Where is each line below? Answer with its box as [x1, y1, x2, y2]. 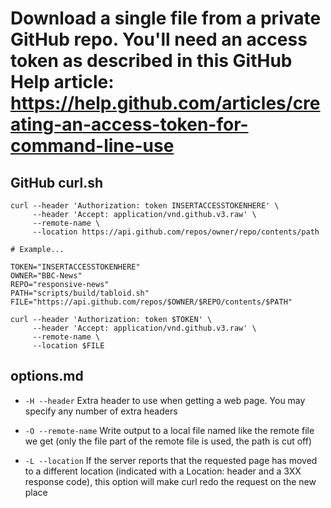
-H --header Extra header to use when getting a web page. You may [24, 394, 306, 406]
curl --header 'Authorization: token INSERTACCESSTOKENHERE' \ [10, 201, 280, 211]
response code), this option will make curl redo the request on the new [24, 475, 317, 487]
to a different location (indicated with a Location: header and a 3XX [24, 465, 302, 477]
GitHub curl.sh [10, 174, 104, 191]
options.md [10, 368, 84, 385]
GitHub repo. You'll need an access [10, 28, 308, 51]
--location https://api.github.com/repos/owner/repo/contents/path [32, 227, 320, 237]
